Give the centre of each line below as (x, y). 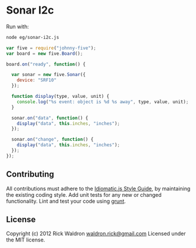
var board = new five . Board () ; (45, 54)
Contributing (30, 174)
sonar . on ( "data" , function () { (50, 118)
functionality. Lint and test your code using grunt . (66, 201)
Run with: (18, 27)
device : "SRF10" (37, 80)
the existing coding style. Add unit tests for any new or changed (84, 194)
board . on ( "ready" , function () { (46, 64)
